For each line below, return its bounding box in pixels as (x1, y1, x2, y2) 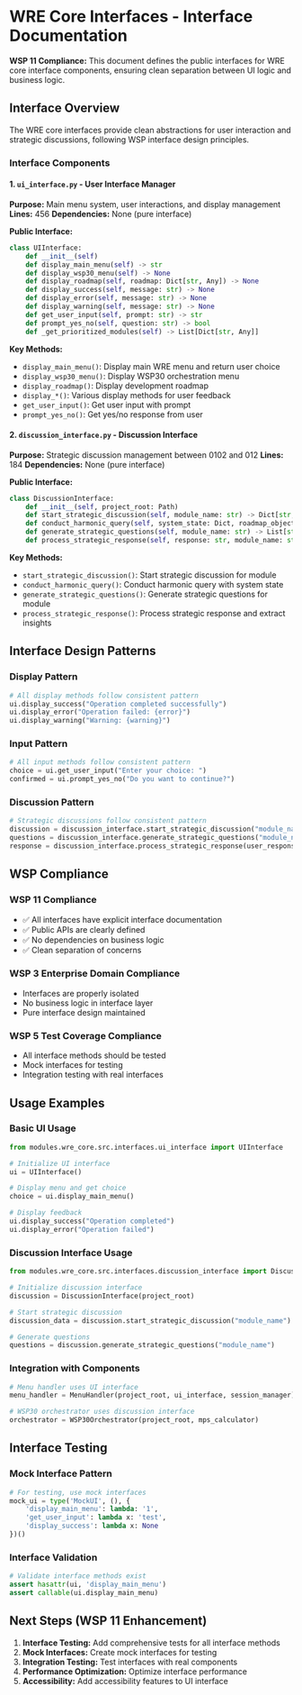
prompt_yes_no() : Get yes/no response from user (22, 408, 204, 420)
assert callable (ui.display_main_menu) (9, 1589, 159, 1598)
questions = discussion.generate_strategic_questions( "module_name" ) (9, 1341, 276, 1350)
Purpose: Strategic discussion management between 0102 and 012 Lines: (9, 449, 284, 460)
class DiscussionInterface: (9, 494, 115, 503)
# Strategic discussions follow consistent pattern (9, 816, 207, 825)
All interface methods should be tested (22, 1050, 166, 1061)
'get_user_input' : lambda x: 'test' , (25, 1513, 167, 1522)
